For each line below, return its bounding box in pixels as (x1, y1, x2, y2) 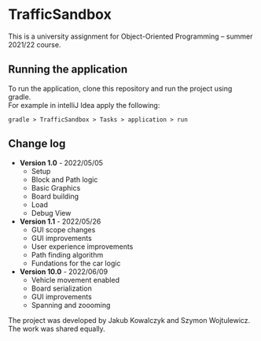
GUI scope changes (31, 224, 96, 234)
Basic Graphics (31, 183, 81, 192)
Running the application (8, 63, 128, 76)
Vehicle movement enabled (31, 275, 120, 284)
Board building (31, 191, 79, 201)
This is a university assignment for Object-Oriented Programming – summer (8, 32, 253, 41)
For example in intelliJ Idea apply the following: (8, 100, 160, 109)
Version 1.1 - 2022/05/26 (19, 217, 101, 226)
